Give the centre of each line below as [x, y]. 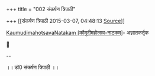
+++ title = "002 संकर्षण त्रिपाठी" [41, 9]
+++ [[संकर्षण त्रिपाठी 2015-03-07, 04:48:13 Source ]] [66, 21]
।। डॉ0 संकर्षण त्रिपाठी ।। [33, 67]
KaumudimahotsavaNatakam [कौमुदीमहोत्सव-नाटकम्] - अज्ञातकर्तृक [77, 33]
